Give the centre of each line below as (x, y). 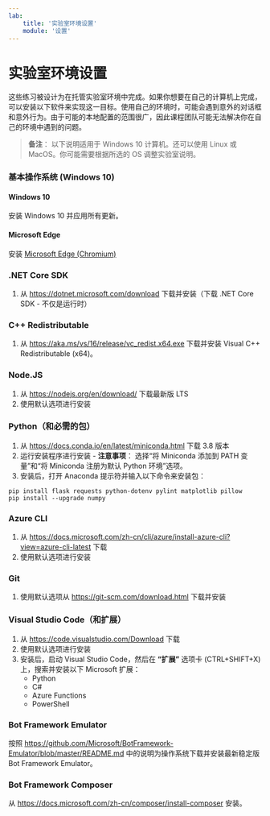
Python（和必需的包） (51, 426)
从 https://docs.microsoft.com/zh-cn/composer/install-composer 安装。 (127, 803)
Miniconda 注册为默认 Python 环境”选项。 (118, 466)
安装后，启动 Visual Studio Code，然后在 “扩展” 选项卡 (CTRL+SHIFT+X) (140, 659)
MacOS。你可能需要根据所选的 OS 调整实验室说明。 (114, 155)
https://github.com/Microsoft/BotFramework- (99, 744)
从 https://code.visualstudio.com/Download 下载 (100, 639)
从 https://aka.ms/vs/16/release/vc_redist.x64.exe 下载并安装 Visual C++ (140, 344)
